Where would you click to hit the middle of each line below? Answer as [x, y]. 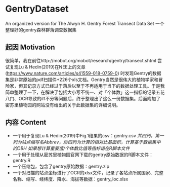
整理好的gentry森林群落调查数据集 [41, 30]
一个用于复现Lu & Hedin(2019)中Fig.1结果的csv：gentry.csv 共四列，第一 [88, 135]
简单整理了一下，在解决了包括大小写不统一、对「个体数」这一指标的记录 [80, 92]
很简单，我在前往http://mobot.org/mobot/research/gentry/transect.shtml [81, 60]
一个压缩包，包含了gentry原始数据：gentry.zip [61, 166]
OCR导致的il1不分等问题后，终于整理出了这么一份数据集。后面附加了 [90, 98]
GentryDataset [37, 9]
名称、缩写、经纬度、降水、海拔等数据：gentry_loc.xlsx [70, 179]
